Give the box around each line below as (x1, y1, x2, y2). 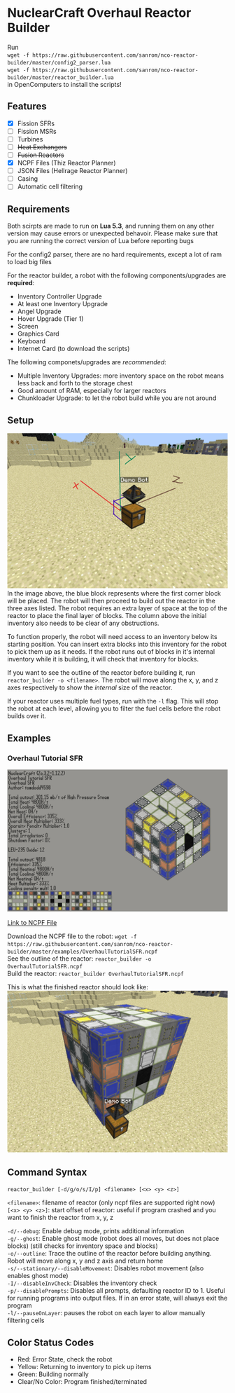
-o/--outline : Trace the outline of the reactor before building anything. (7, 1249, 212, 1258)
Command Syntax (7, 1166, 87, 1178)
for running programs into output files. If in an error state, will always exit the (7, 1294, 228, 1303)
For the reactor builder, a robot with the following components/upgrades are (7, 271, 227, 280)
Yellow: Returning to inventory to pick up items (17, 1363, 152, 1371)
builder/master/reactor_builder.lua (7, 74, 114, 81)
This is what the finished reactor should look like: (7, 982, 149, 991)
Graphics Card (17, 329, 59, 338)
